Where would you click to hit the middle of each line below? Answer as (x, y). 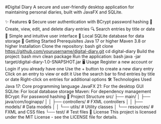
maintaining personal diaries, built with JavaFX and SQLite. (64, 12)
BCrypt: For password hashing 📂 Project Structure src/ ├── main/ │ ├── (78, 96)
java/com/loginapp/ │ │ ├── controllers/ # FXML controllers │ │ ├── (74, 102)
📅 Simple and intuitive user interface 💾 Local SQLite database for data (75, 36)
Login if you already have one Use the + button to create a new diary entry (80, 69)
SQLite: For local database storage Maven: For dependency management (78, 91)
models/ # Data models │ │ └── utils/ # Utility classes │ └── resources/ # (79, 107)
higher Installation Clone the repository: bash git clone (59, 46)
